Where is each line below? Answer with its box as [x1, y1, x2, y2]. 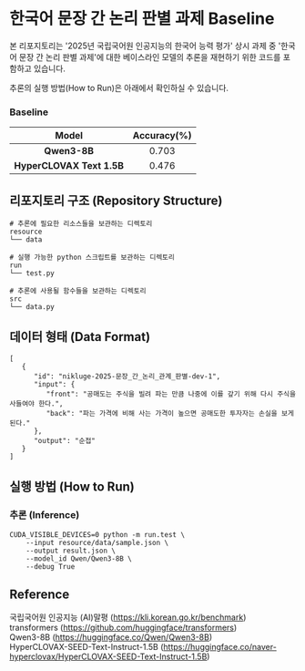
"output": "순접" [33, 436, 96, 445]
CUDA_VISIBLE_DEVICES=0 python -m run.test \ [9, 530, 185, 539]
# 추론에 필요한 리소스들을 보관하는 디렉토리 [9, 220, 153, 229]
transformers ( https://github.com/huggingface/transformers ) [9, 622, 238, 634]
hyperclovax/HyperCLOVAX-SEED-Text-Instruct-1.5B [9, 651, 208, 662]
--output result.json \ [25, 546, 117, 555]
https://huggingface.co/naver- [163, 642, 278, 653]
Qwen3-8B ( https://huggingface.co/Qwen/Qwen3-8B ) [9, 632, 212, 643]
